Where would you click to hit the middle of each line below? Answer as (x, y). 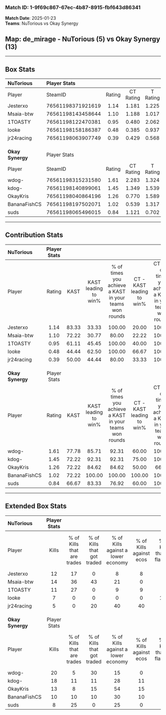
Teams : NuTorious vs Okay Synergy (42, 23)
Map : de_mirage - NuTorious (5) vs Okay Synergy (83, 39)
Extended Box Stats (36, 506)
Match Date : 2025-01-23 (31, 18)
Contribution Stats (34, 235)
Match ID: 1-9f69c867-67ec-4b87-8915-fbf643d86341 (73, 7)
